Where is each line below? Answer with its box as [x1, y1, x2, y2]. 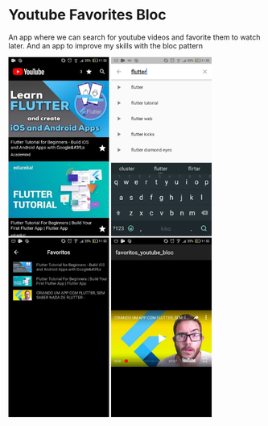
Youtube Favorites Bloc [8, 6, 167, 24]
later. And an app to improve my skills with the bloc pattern [8, 40, 204, 50]
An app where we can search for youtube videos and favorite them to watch [8, 32, 261, 42]
